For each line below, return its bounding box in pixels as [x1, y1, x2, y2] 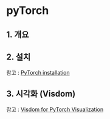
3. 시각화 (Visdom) [6, 89, 76, 99]
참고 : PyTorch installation [6, 69, 70, 76]
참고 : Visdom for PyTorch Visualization [6, 106, 104, 113]
